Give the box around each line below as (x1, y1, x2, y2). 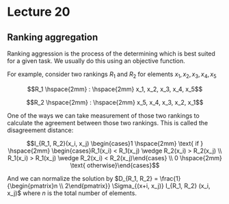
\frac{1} (159, 174, 181, 182)
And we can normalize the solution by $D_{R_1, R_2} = (7, 174, 159, 182)
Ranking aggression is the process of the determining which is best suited (7, 49, 215, 58)
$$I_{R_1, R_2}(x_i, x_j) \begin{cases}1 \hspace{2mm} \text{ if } (26, 139, 204, 147)
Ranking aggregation (7, 31, 98, 43)
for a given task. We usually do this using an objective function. (7, 57, 186, 65)
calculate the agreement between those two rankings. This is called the (7, 118, 208, 127)
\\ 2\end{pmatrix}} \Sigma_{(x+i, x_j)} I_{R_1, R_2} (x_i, (59, 181, 211, 190)
